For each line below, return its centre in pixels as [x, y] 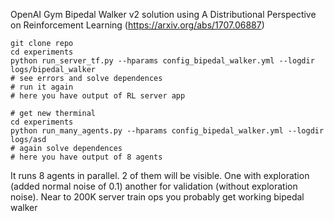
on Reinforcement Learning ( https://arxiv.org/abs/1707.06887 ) [137, 25]
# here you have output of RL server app [98, 96]
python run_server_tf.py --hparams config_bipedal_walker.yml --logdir [162, 61]
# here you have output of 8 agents [86, 157]
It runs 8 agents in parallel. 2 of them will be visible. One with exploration [160, 175]
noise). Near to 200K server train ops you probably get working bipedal [157, 197]
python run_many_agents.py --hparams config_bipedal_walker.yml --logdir [167, 131]
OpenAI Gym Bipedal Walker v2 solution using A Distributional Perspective [163, 14]
